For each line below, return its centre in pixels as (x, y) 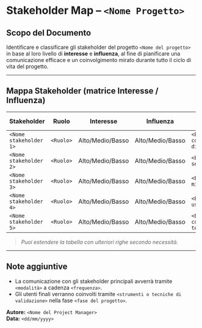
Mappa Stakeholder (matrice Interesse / (82, 91)
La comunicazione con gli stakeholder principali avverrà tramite (93, 281)
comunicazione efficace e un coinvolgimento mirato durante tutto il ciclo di (99, 60)
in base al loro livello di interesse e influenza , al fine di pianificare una (93, 54)
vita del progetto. (27, 66)
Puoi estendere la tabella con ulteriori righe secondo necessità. (99, 242)
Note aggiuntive (37, 267)
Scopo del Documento (49, 33)
